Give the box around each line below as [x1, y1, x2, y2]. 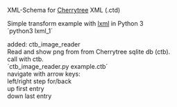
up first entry [7, 85, 44, 92]
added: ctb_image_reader [7, 40, 81, 48]
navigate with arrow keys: [7, 69, 81, 78]
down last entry [7, 92, 52, 100]
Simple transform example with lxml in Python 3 [7, 19, 144, 27]
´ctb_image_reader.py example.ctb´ [7, 63, 108, 70]
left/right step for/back [7, 77, 71, 85]
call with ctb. [7, 55, 44, 63]
